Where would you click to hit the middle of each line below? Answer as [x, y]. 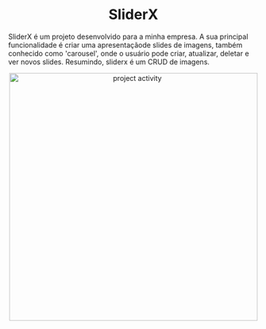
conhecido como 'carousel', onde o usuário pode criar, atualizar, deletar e [129, 53]
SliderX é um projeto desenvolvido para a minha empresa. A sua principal [128, 36]
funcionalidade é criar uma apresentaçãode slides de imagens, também [125, 44]
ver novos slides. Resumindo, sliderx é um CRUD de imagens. [109, 62]
